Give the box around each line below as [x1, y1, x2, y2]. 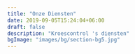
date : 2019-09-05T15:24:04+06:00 [7, 17, 105, 24]
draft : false [7, 23, 45, 30]
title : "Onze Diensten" [7, 10, 77, 18]
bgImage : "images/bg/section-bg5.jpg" [7, 36, 120, 43]
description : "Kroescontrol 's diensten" [7, 29, 130, 37]
